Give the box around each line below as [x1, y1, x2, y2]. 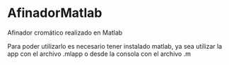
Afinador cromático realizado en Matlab [7, 28, 123, 37]
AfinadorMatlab [7, 5, 102, 21]
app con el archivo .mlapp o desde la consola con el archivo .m [7, 49, 191, 58]
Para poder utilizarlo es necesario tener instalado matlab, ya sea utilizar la [7, 42, 223, 50]
